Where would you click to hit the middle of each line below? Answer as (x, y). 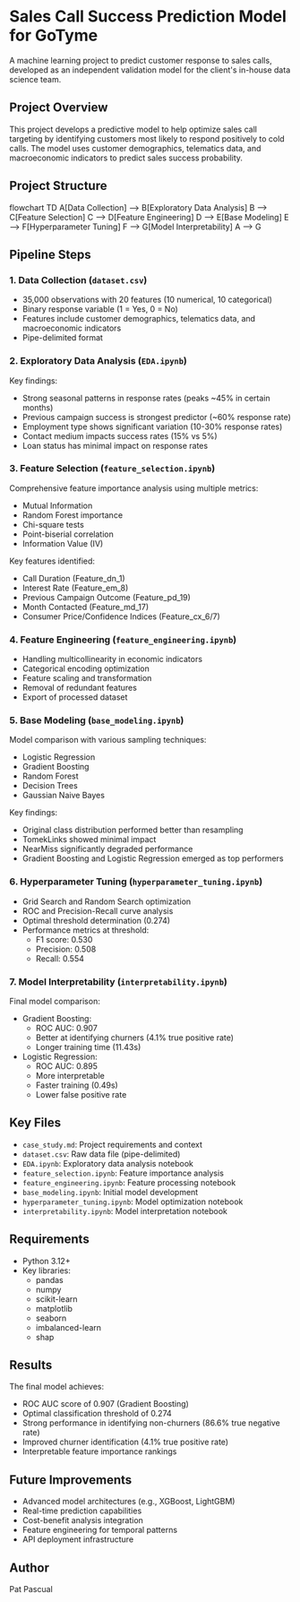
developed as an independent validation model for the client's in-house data (150, 70)
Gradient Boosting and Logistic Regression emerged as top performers (153, 858)
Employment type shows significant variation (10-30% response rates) (152, 426)
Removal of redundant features (79, 688)
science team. (35, 79)
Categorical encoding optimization (86, 668)
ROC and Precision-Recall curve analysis (98, 910)
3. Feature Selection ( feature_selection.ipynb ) (112, 469)
